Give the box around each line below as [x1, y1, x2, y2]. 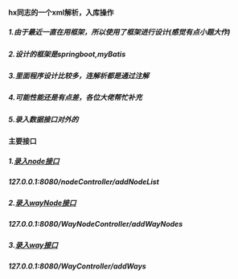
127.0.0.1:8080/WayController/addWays [8, 261, 146, 271]
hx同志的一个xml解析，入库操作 [8, 7, 114, 17]
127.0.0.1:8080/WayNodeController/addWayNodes [8, 219, 183, 228]
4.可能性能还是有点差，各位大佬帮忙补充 [8, 92, 142, 102]
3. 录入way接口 [8, 240, 59, 250]
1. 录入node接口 [8, 156, 60, 166]
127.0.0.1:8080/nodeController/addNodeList [8, 177, 159, 187]
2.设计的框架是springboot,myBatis [8, 49, 126, 59]
